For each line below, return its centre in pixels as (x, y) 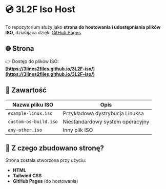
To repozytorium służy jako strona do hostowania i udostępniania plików (83, 27)
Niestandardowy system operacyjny (106, 121)
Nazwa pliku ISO (33, 104)
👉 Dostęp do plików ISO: (32, 61)
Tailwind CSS (27, 176)
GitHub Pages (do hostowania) (45, 181)
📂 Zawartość (26, 90)
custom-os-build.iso (33, 121)
